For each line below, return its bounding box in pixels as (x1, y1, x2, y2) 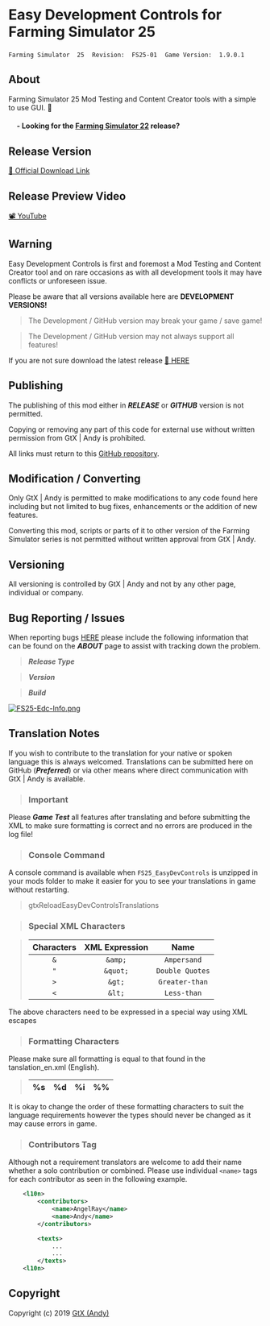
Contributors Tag (27, 1138, 97, 1150)
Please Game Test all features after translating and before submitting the (8, 812, 251, 823)
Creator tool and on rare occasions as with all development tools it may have (8, 267, 263, 277)
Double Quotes (156, 966, 210, 976)
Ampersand (164, 955, 202, 964)
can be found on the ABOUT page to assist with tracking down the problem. (8, 641, 260, 651)
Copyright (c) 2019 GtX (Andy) (8, 1307, 110, 1318)
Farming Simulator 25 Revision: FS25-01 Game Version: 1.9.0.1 (8, 51, 245, 59)
